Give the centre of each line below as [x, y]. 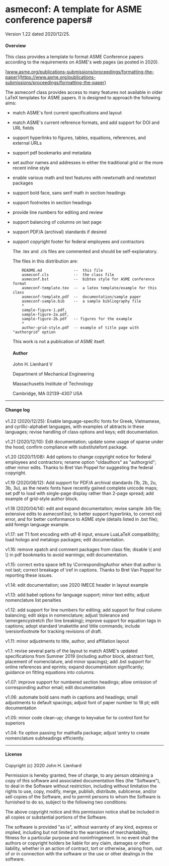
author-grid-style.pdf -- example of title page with [80, 328]
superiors [15, 723]
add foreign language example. [37, 524]
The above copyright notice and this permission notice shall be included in [82, 812]
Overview [16, 45]
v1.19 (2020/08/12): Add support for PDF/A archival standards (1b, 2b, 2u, [81, 482]
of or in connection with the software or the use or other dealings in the [79, 853]
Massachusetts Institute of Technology [53, 384]
